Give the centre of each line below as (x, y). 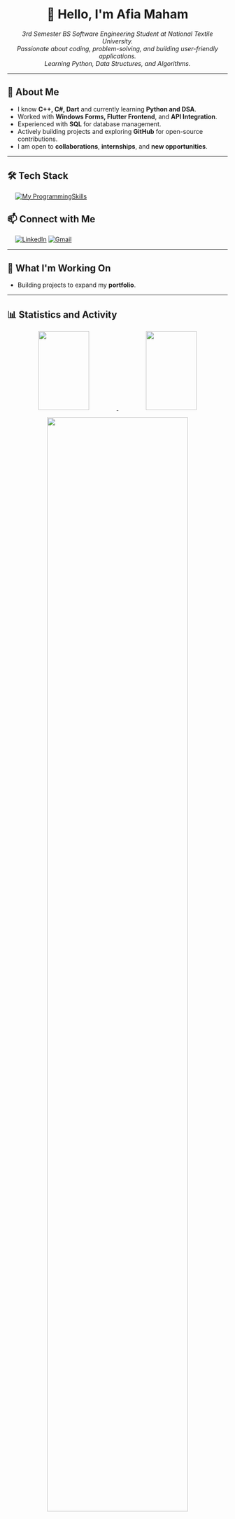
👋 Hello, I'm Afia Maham (117, 14)
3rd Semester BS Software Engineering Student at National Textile (117, 34)
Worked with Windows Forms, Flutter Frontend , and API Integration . (117, 116)
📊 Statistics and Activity (62, 315)
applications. (117, 56)
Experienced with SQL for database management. (89, 124)
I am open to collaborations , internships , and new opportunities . (112, 146)
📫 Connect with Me (51, 219)
